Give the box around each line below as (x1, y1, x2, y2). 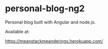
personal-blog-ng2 (5, 3, 85, 14)
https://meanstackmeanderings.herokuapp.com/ (5, 38, 103, 44)
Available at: (5, 28, 30, 34)
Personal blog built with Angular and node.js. (5, 19, 96, 25)
